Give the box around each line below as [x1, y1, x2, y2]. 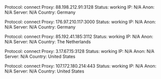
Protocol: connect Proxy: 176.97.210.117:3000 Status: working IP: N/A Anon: [4, 19, 156, 25]
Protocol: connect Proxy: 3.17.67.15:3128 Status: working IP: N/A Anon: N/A [4, 49, 155, 54]
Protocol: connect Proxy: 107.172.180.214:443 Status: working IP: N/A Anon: [4, 63, 157, 69]
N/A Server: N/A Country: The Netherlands [4, 39, 91, 45]
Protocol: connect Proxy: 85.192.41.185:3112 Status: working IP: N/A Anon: [4, 34, 153, 39]
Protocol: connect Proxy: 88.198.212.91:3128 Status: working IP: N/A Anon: [4, 4, 155, 10]
